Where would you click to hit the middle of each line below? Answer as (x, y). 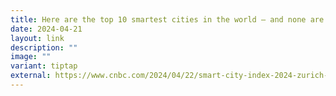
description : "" (44, 47)
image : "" (31, 57)
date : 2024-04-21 (46, 29)
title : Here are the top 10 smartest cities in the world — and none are (167, 19)
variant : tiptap (44, 66)
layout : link (37, 38)
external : (31, 76)
